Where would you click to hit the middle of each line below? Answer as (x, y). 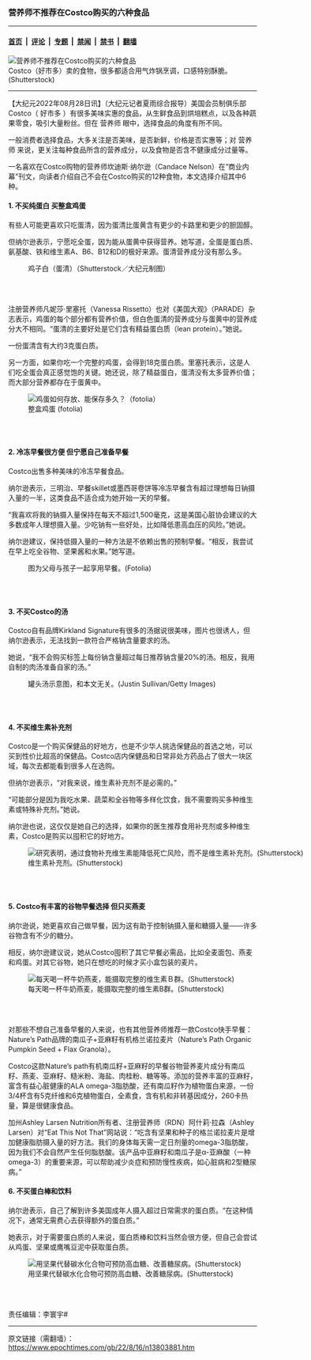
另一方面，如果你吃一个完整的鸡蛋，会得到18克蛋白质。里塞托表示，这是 (126, 362)
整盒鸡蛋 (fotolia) (55, 408)
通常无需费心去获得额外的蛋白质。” (84, 1220)
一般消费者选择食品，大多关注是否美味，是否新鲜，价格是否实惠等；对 (122, 139)
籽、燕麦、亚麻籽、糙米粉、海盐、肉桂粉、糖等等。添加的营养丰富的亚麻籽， (133, 1076)
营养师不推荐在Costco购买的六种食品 (79, 12)
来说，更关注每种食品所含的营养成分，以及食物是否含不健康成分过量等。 (135, 150)
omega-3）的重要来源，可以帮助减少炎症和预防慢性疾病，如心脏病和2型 (126, 1161)
